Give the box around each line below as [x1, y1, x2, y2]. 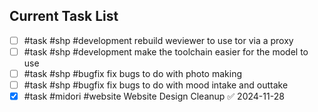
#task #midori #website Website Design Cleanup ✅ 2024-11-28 [23, 90, 285, 103]
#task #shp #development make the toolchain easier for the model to [23, 45, 309, 58]
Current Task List [9, 8, 119, 25]
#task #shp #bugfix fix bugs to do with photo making [23, 67, 242, 79]
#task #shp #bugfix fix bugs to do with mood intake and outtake [23, 79, 289, 91]
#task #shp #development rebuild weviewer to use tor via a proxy [23, 34, 294, 46]
